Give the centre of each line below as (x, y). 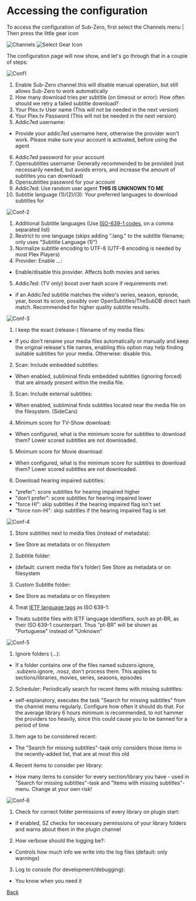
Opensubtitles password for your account (65, 182)
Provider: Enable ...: (38, 260)
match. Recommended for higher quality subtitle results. (83, 307)
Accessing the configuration (77, 11)
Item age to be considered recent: (56, 736)
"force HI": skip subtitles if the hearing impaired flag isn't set (88, 504)
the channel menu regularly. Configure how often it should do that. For (99, 706)
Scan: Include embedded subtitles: (57, 364)
